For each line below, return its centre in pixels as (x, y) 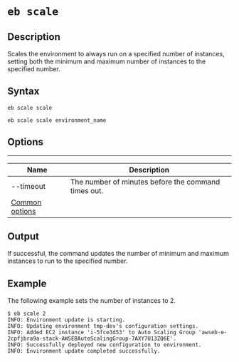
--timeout (28, 186)
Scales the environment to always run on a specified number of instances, (116, 54)
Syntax (23, 92)
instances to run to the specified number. (68, 261)
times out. (87, 190)
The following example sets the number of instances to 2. (92, 301)
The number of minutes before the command (145, 182)
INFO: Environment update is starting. (67, 320)
